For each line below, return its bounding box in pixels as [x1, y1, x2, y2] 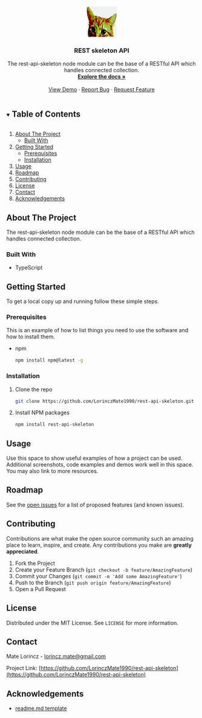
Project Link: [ [6, 665, 41, 672]
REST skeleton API [74, 46, 129, 55]
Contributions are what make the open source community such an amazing [6, 535, 194, 542]
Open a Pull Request [15, 585, 67, 592]
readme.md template [15, 705, 68, 712]
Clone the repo [15, 386, 53, 393]
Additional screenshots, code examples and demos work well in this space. [6, 461, 194, 468]
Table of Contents [11, 109, 80, 119]
